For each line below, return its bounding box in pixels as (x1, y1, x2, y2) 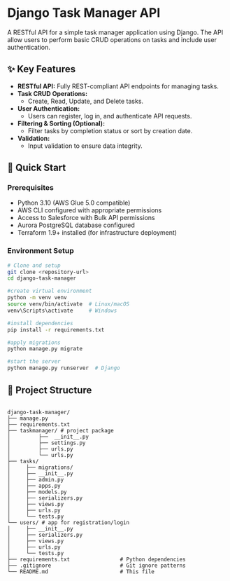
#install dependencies (7, 320, 73, 327)
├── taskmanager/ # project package (7, 427, 114, 434)
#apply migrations (7, 339, 61, 346)
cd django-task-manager (7, 275, 77, 282)
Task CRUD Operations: (17, 89, 88, 97)
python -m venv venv (7, 294, 68, 301)
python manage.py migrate (7, 346, 82, 353)
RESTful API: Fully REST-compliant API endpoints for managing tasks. (17, 82, 219, 90)
